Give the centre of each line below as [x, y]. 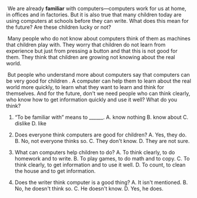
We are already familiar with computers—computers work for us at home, [97, 8]
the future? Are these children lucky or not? [59, 27]
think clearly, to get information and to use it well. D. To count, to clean [100, 165]
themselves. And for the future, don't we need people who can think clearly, [98, 93]
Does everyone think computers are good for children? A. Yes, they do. [101, 135]
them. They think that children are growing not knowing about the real [91, 57]
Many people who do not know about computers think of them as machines [99, 38]
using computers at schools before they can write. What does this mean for [98, 21]
